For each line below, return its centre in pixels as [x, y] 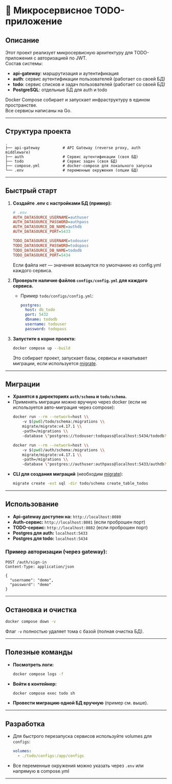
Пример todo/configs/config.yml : [57, 296]
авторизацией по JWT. [62, 58]
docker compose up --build [41, 348]
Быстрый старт [31, 191]
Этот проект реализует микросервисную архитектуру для [69, 53]
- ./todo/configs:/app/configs [51, 756]
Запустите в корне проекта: [44, 338]
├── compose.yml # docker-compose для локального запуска [79, 166]
